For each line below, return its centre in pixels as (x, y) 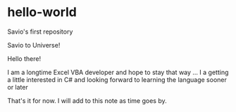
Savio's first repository (40, 31)
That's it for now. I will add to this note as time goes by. (87, 100)
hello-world (42, 12)
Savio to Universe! (34, 45)
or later (18, 87)
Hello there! (24, 58)
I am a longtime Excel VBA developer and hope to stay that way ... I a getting (118, 72)
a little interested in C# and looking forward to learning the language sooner (117, 79)
